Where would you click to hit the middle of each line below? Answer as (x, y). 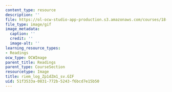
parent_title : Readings (31, 62)
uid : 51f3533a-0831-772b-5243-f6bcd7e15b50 (52, 81)
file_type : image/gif (28, 24)
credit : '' (21, 39)
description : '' (23, 15)
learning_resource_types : (33, 48)
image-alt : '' (25, 43)
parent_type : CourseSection (35, 67)
